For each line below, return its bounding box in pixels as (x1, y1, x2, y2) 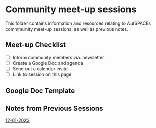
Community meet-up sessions (5, 4, 137, 15)
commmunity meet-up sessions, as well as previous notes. (5, 25, 128, 32)
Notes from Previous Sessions (5, 104, 103, 113)
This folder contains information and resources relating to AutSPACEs (5, 20, 151, 27)
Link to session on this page (12, 71, 72, 78)
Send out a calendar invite (12, 65, 68, 72)
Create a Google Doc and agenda (12, 60, 83, 66)
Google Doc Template (5, 87, 75, 95)
